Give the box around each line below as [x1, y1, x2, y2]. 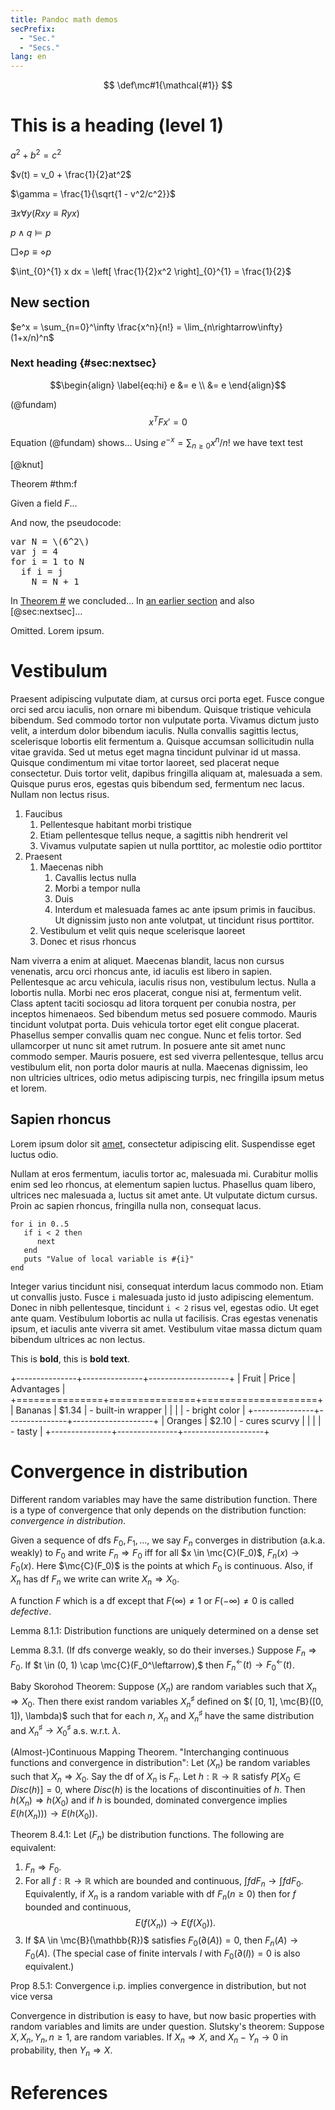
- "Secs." [19, 42, 60, 53]
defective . [10, 1605, 52, 1617]
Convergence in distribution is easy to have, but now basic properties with [10, 2009, 317, 2021]
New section [10, 294, 91, 311]
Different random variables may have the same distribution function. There [10, 1493, 318, 1505]
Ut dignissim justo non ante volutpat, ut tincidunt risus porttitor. [54, 914, 315, 926]
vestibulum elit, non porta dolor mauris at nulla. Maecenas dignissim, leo [10, 1061, 308, 1073]
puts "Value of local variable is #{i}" [23, 1254, 195, 1264]
